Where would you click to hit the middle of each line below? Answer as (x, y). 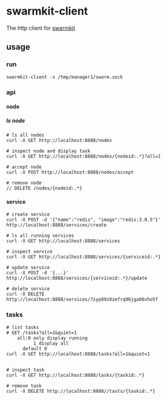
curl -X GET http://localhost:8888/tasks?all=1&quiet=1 (78, 354)
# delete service (28, 289)
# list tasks (23, 327)
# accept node (24, 167)
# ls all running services (40, 236)
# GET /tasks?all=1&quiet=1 (42, 333)
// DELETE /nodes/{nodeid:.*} (44, 188)
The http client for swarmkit (41, 28)
